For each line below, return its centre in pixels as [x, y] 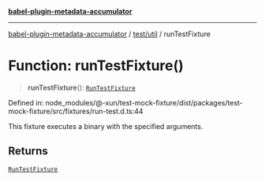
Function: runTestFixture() [96, 66]
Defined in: [26, 102]
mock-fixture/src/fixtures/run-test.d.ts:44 [76, 111]
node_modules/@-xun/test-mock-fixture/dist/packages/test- [144, 102]
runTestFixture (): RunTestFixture [81, 87]
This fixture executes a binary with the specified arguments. [106, 126]
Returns [28, 151]
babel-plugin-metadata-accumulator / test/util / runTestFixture [110, 34]
